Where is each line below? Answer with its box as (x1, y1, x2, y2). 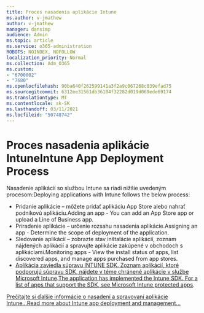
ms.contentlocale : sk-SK (6, 100, 70, 106)
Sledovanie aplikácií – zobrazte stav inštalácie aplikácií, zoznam (15, 236, 176, 243)
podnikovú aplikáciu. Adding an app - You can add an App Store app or (15, 209, 194, 217)
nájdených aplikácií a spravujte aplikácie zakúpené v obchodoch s (15, 242, 183, 249)
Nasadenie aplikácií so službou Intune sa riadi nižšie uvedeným (6, 185, 167, 192)
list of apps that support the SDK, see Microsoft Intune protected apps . (15, 281, 195, 288)
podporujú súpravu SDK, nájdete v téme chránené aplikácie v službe (15, 268, 189, 276)
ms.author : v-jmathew (6, 15, 62, 21)
